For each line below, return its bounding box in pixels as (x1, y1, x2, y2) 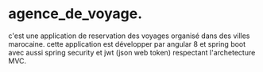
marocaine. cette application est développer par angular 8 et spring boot (8, 39, 246, 48)
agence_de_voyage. (8, 5, 143, 23)
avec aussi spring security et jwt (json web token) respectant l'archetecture (8, 47, 256, 57)
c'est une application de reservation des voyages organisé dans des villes (8, 31, 250, 40)
